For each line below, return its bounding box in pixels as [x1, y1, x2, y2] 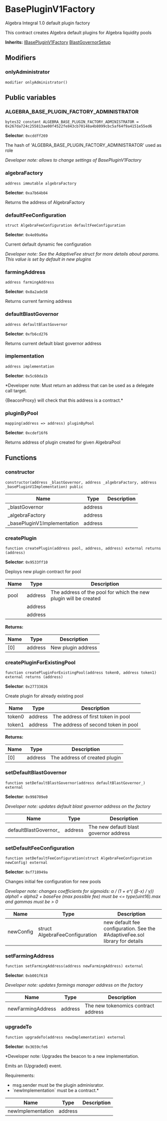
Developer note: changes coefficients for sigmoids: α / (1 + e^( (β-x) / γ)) [5, 888, 154, 894]
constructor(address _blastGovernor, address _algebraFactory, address [5, 480, 157, 485]
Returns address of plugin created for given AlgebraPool [5, 439, 121, 446]
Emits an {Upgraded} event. [5, 1063, 62, 1069]
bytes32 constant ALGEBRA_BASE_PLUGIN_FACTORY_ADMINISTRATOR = [5, 119, 139, 125]
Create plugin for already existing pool [5, 693, 83, 699]
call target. [5, 387, 27, 393]
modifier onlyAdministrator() [5, 80, 68, 85]
